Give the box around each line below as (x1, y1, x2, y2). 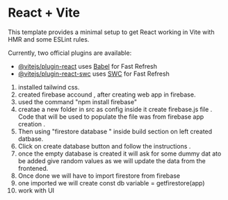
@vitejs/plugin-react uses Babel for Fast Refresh (17, 62, 158, 70)
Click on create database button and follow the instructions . (17, 142, 191, 150)
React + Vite (8, 5, 81, 21)
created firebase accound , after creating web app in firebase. (17, 90, 196, 99)
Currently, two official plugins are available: (8, 49, 132, 57)
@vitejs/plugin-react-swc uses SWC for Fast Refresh (17, 69, 170, 78)
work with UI (17, 186, 55, 194)
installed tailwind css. (17, 83, 80, 91)
